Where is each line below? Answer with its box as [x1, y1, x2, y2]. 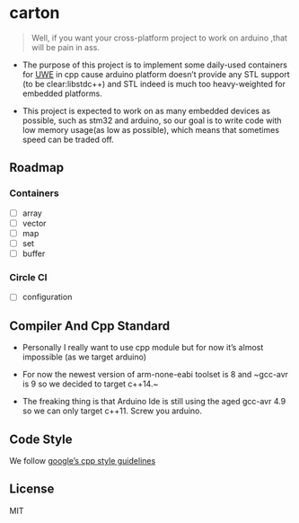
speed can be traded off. [22, 134, 114, 145]
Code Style [9, 431, 73, 447]
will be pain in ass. [31, 41, 101, 52]
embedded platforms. [22, 88, 103, 99]
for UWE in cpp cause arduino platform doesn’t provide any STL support [22, 68, 290, 79]
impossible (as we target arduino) [22, 351, 146, 362]
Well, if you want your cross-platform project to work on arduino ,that [31, 32, 287, 43]
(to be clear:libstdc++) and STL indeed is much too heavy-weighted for [22, 78, 286, 89]
